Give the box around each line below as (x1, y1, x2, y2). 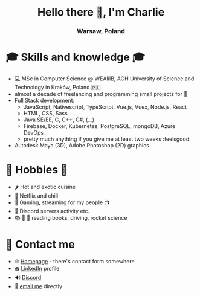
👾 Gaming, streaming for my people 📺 (14, 199, 110, 206)
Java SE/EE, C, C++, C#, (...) (23, 116, 95, 123)
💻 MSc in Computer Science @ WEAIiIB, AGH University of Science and (14, 75, 195, 82)
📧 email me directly (14, 282, 63, 289)
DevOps (23, 129, 44, 137)
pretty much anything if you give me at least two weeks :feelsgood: (23, 135, 191, 143)
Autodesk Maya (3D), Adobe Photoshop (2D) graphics (14, 142, 149, 149)
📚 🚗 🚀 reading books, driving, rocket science (14, 214, 127, 221)
